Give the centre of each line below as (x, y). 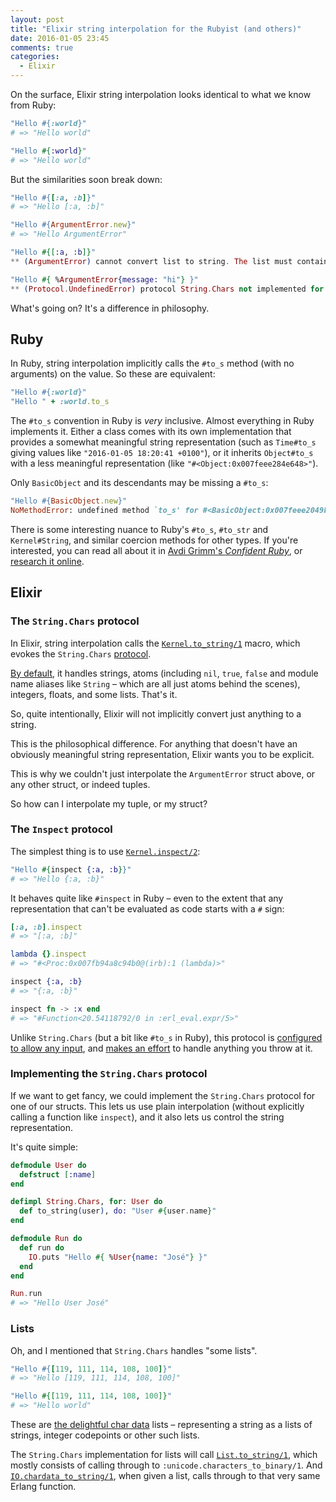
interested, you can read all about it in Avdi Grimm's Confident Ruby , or (156, 550)
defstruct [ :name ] (58, 1174)
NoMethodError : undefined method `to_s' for (104, 510)
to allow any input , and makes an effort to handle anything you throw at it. (161, 1048)
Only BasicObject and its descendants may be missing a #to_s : (139, 483)
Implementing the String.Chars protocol (109, 1074)
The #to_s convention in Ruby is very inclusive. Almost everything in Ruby (162, 421)
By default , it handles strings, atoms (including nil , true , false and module (164, 673)
